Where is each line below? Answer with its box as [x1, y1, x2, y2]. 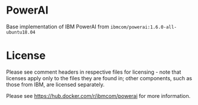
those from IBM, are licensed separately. [6, 81, 105, 88]
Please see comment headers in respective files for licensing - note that [6, 68, 181, 76]
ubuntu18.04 [6, 29, 35, 35]
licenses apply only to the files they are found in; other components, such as [6, 74, 192, 81]
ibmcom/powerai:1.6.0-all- [110, 24, 177, 30]
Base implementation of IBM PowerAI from [6, 23, 109, 30]
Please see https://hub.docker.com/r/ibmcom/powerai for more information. [6, 92, 191, 99]
